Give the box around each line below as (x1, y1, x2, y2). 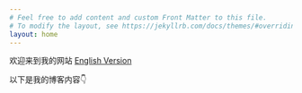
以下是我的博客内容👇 (9, 74, 87, 85)
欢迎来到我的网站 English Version (9, 55, 132, 66)
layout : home (9, 30, 58, 38)
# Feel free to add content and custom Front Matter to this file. (9, 13, 268, 22)
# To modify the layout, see (9, 21, 119, 30)
